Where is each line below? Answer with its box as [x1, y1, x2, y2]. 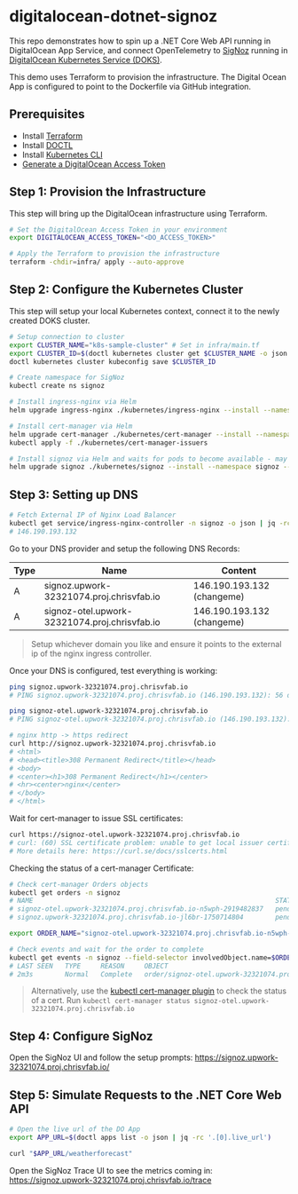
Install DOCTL [21, 139, 74, 150]
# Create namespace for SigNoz [9, 373, 125, 383]
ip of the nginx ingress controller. [30, 648, 153, 659]
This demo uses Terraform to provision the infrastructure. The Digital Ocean [9, 71, 286, 82]
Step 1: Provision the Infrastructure [9, 185, 207, 200]
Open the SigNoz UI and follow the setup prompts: [9, 1052, 193, 1063]
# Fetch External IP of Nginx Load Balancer [9, 510, 176, 520]
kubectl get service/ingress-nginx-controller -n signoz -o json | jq [9, 518, 276, 527]
